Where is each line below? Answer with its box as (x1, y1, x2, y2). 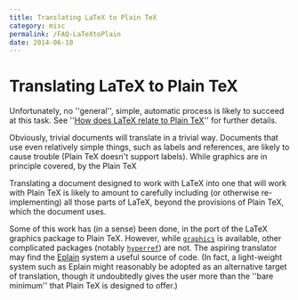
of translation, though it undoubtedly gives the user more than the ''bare (9, 271, 274, 281)
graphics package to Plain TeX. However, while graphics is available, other (9, 233, 282, 244)
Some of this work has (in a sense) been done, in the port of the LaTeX (9, 223, 269, 234)
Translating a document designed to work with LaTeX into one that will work (9, 178, 287, 189)
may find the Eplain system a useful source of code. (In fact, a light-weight (9, 252, 283, 263)
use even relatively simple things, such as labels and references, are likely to (9, 142, 290, 152)
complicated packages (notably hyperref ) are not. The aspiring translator (9, 242, 278, 254)
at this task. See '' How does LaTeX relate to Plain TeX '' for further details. (9, 115, 278, 126)
